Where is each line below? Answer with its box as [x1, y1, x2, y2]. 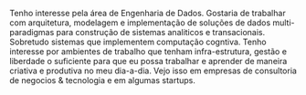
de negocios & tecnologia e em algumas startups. [9, 75, 196, 85]
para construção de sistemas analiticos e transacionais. [56, 27, 266, 37]
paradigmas [9, 27, 55, 37]
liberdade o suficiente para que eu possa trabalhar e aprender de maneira [9, 56, 288, 66]
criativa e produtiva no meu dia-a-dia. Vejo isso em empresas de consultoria [9, 65, 297, 76]
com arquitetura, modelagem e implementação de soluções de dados [9, 17, 271, 28]
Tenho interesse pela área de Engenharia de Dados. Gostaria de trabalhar [9, 8, 286, 18]
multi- [272, 17, 295, 28]
